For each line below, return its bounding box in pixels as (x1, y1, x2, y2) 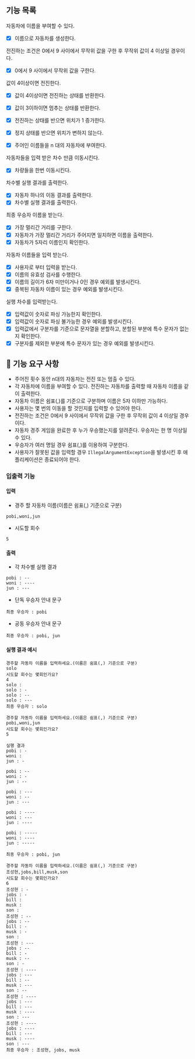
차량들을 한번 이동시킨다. (14, 166, 71, 174)
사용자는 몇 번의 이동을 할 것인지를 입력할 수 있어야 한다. (14, 404, 142, 411)
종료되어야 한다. (44, 456, 81, 463)
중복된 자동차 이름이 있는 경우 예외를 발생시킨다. (14, 285, 124, 292)
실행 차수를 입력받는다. (6, 298, 58, 305)
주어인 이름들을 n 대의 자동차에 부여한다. (14, 142, 107, 149)
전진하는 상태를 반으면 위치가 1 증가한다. (14, 117, 106, 124)
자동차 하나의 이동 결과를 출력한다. (14, 192, 93, 199)
